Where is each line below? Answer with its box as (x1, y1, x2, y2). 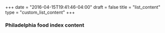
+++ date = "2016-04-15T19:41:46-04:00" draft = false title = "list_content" (5, 4, 160, 10)
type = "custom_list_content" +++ (5, 9, 75, 15)
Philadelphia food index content (5, 22, 84, 29)
